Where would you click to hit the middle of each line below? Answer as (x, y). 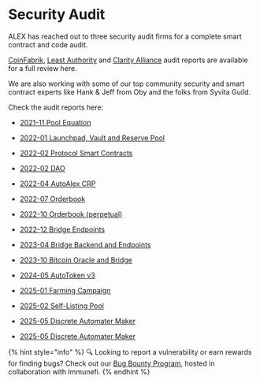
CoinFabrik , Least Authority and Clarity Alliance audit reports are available (128, 60)
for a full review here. (43, 68)
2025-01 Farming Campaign (65, 290)
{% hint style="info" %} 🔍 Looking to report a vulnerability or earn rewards (130, 351)
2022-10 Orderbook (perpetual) (71, 214)
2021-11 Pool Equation (55, 122)
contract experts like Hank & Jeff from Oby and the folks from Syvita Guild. (129, 91)
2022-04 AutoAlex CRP (58, 184)
